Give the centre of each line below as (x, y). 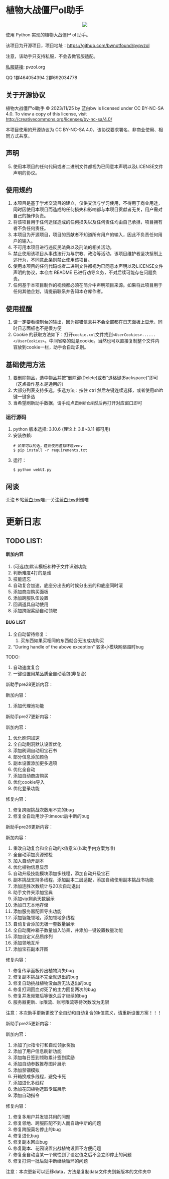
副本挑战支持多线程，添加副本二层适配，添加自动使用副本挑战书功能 (83, 880)
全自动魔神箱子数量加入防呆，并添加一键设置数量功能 (68, 930)
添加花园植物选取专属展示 (39, 1089)
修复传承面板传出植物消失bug (43, 971)
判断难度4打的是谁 (32, 572)
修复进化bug (26, 1136)
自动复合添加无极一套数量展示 (44, 924)
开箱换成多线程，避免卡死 (39, 1077)
